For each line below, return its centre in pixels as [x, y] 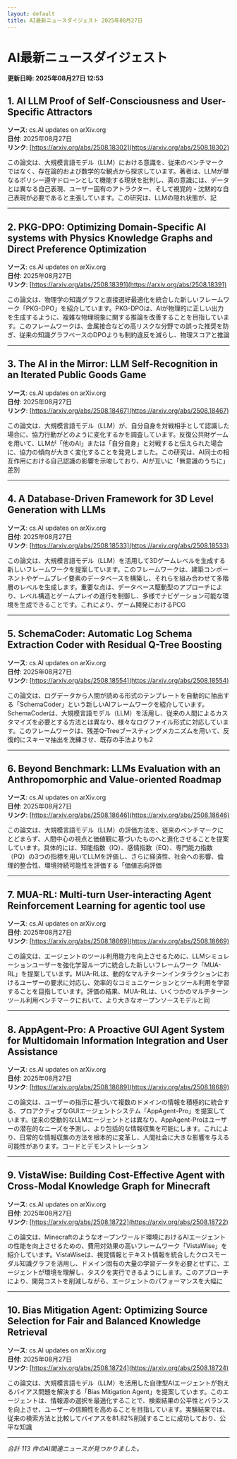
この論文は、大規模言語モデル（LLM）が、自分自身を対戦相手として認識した [119, 425]
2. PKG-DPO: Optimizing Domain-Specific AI [107, 227]
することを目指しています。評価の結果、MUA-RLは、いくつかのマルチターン [118, 991]
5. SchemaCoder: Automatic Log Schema [100, 634]
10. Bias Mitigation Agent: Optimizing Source [108, 1310]
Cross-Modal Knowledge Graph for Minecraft [109, 1186]
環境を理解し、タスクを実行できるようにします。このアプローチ [136, 1272]
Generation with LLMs [57, 510]
